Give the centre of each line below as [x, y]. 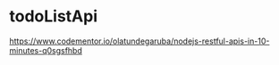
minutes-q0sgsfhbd [46, 50]
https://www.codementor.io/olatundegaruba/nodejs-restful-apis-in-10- [139, 41]
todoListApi [54, 16]
